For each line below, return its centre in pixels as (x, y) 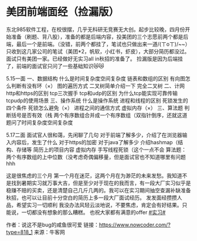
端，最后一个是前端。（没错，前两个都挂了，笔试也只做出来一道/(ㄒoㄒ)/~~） (98, 44)
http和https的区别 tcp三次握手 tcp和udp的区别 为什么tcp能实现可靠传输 (92, 93)
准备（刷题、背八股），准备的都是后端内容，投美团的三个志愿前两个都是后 (100, 36)
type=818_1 (20, 232)
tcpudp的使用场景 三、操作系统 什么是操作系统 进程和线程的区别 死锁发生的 (97, 100)
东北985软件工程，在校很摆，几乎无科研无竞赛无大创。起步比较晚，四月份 (96, 29)
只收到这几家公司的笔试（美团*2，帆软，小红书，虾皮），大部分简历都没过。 (98, 51)
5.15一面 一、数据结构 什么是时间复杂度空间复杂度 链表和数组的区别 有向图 (96, 78)
